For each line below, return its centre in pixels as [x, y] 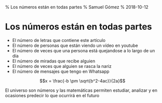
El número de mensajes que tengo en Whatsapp [61, 71]
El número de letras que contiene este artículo [59, 40]
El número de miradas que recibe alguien [54, 61]
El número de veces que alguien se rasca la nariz [62, 66]
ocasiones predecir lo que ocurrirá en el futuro [52, 95]
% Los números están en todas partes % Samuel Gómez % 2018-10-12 [77, 7]
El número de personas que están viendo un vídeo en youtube [75, 45]
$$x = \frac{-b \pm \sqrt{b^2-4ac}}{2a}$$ [82, 81]
